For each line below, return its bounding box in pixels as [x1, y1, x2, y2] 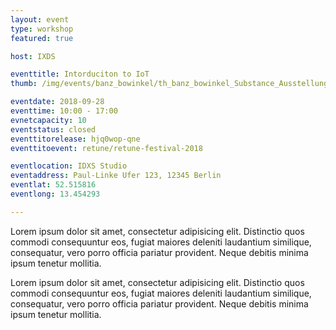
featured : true [10, 33, 74, 43]
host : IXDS [10, 51, 56, 61]
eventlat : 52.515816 [10, 180, 97, 190]
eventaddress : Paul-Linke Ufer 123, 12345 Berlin [10, 171, 222, 181]
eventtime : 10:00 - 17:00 [10, 106, 118, 116]
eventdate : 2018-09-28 [10, 97, 105, 107]
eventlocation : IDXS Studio [10, 161, 128, 171]
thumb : [10, 79, 38, 89]
